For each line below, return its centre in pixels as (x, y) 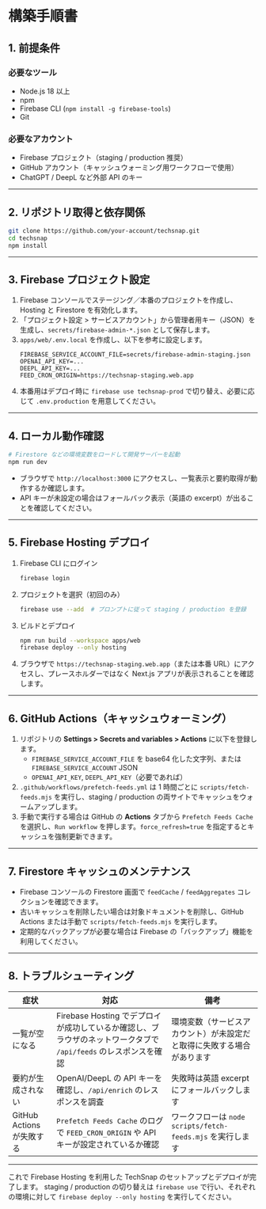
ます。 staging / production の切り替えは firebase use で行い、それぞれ (139, 1186)
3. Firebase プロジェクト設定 (79, 279)
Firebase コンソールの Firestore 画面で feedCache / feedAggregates (127, 892)
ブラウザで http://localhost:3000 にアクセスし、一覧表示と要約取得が (135, 478)
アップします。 (57, 807)
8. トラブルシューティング (71, 976)
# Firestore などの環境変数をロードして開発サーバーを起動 (94, 455)
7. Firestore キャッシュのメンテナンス (100, 871)
